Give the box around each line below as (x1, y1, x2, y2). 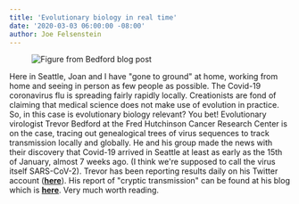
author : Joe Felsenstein (9, 29, 102, 38)
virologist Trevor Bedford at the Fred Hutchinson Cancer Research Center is (9, 118, 288, 129)
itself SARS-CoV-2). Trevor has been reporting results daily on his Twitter (9, 166, 278, 176)
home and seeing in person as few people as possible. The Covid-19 (9, 81, 262, 92)
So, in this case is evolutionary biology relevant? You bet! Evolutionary (9, 109, 267, 120)
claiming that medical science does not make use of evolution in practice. (9, 100, 279, 110)
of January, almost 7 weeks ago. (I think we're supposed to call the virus (9, 157, 276, 167)
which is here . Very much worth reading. (9, 184, 159, 196)
